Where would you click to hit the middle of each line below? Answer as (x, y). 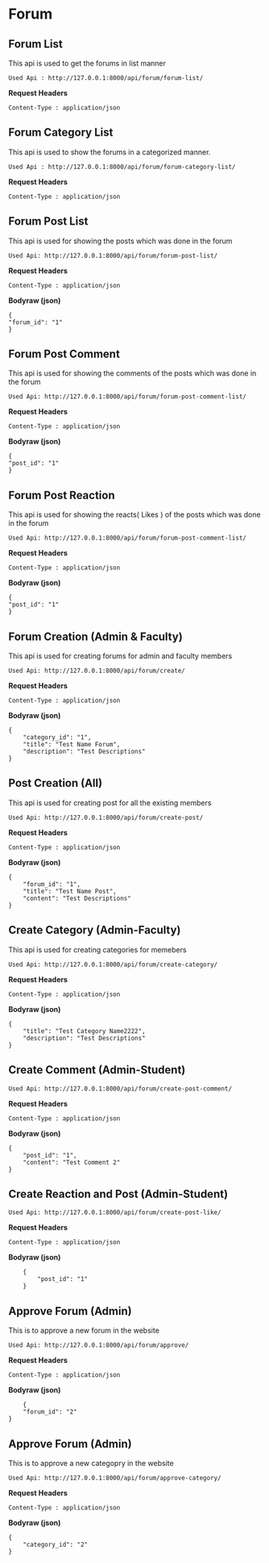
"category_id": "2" (56, 1544)
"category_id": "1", (57, 737)
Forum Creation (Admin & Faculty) (95, 636)
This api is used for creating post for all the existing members (110, 803)
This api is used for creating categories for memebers (97, 949)
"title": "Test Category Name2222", (85, 1031)
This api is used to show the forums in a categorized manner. (110, 152)
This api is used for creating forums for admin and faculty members (120, 656)
